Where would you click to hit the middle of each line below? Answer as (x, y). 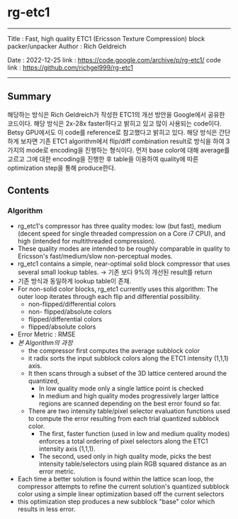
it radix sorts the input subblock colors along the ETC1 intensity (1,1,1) (128, 359)
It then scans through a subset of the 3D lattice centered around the (127, 373)
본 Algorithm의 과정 (45, 343)
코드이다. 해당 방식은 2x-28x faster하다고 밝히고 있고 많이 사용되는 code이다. (114, 123)
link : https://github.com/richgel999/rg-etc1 (70, 67)
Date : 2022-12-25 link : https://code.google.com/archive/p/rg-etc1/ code (114, 60)
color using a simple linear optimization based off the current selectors (121, 494)
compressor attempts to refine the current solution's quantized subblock (123, 486)
